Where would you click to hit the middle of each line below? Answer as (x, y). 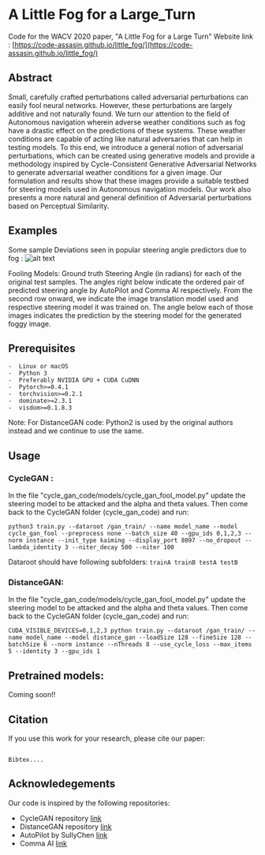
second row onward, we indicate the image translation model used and (123, 298)
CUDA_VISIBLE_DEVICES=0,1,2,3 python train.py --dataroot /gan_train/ (127, 631)
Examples (33, 231)
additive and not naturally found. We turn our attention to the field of (119, 114)
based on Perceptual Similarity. (59, 206)
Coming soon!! (32, 695)
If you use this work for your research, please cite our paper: (107, 738)
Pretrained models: (56, 676)
